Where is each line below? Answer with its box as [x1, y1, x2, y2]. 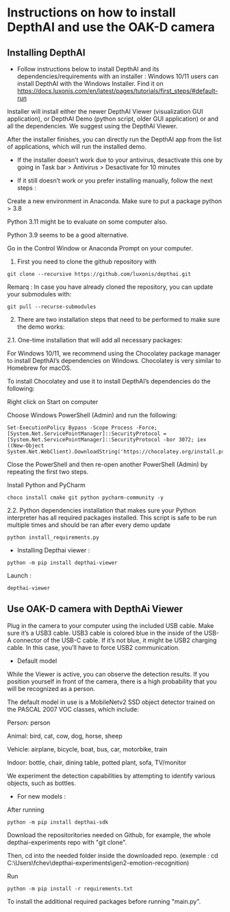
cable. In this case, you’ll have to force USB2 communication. [7, 643, 180, 651]
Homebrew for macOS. [7, 364, 72, 372]
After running [7, 805, 44, 814]
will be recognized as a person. [7, 684, 96, 692]
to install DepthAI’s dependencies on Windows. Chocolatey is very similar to [7, 357, 221, 364]
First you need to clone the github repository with [16, 257, 157, 266]
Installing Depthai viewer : [16, 546, 90, 554]
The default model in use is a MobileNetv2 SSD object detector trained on [7, 698, 216, 706]
